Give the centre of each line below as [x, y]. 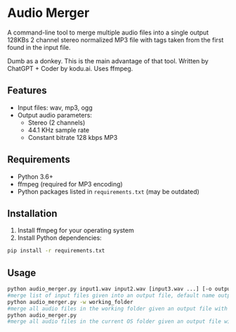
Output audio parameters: [55, 115]
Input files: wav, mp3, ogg [55, 108]
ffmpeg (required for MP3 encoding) [70, 184]
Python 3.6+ [35, 177]
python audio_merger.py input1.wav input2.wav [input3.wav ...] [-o [110, 289]
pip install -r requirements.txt [56, 251]
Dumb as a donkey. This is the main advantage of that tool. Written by [108, 60]
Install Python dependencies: [59, 238]
